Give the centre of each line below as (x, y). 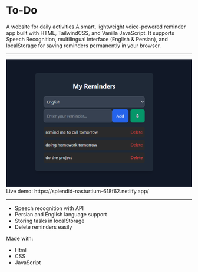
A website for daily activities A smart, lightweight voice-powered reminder (96, 27)
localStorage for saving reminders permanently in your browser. (83, 46)
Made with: (20, 238)
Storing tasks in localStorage (49, 221)
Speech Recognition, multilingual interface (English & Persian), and (87, 39)
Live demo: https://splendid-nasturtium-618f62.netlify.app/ (77, 191)
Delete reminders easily (43, 227)
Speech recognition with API (49, 208)
